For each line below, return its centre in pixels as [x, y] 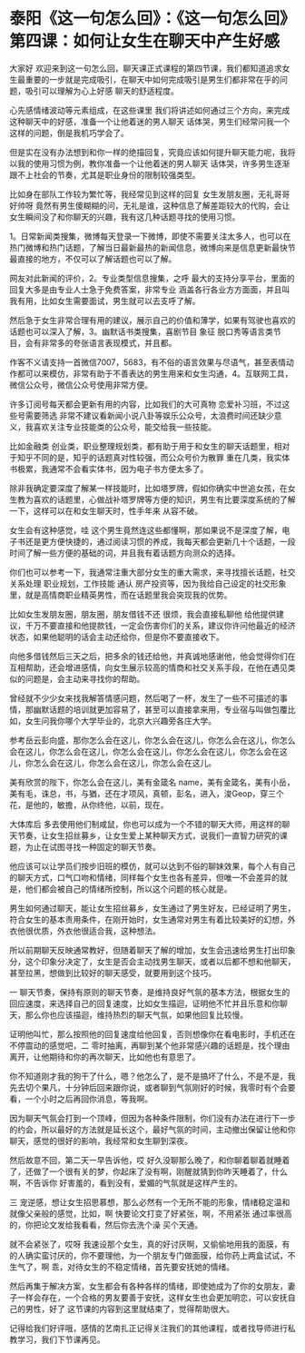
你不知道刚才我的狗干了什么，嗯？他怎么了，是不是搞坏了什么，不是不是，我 [152, 1076]
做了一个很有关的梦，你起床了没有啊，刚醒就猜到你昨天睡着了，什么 [160, 1171]
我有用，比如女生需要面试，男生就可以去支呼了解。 [105, 301]
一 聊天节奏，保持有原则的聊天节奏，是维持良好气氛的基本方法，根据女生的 [150, 992]
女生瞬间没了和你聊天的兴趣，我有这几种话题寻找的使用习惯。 [125, 217]
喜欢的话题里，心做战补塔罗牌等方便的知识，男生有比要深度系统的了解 [164, 499]
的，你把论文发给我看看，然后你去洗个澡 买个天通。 [106, 1225]
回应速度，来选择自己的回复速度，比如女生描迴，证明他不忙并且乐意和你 [144, 1003]
